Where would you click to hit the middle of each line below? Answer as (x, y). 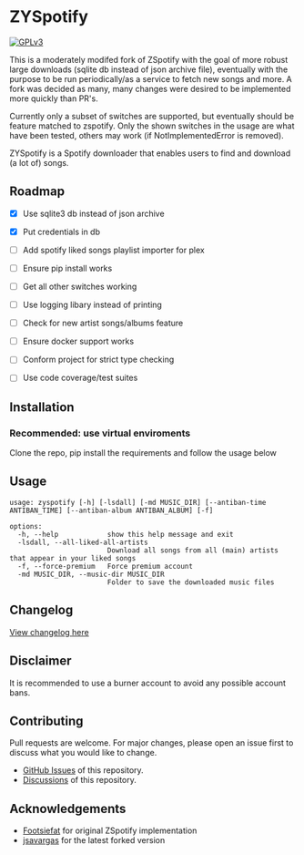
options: (26, 526)
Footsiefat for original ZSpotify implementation (110, 830)
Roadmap (37, 192)
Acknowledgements (68, 809)
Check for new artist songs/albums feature (103, 323)
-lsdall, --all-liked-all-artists (83, 542)
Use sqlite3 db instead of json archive (94, 213)
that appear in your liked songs (73, 558)
